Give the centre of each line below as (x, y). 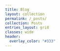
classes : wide (20, 32)
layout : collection (25, 14)
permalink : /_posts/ (26, 18)
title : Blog (17, 9)
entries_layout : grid (27, 28)
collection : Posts (24, 23)
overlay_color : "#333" (32, 41)
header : (13, 37)
